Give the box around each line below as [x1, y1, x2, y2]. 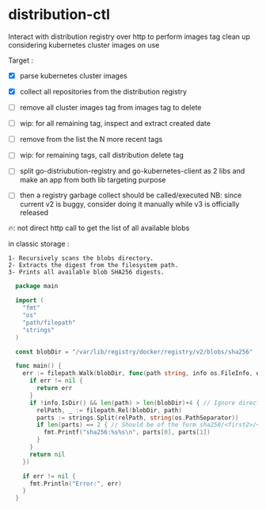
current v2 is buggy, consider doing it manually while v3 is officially [19, 200, 240, 209]
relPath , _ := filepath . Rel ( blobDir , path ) [36, 406, 182, 414]
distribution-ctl [8, 6, 111, 24]
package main [15, 282, 59, 290]
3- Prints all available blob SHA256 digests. [8, 268, 165, 277]
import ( [15, 297, 44, 304]
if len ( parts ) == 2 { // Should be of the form [36, 421, 196, 429]
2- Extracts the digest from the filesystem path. [8, 262, 179, 270]
